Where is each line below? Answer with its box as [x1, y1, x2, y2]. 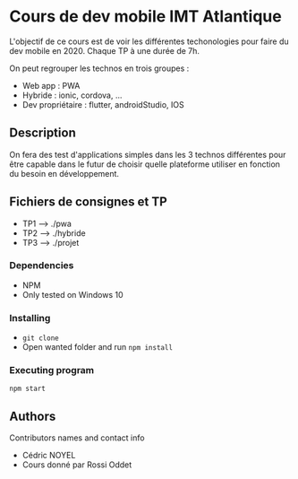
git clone [21, 334, 60, 343]
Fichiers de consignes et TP [9, 195, 167, 210]
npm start [9, 384, 47, 394]
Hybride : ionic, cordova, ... [21, 90, 123, 100]
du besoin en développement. [9, 168, 119, 179]
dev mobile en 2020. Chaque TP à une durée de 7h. [9, 45, 200, 56]
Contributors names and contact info [9, 432, 145, 443]
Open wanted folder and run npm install [21, 342, 173, 353]
